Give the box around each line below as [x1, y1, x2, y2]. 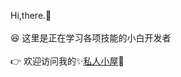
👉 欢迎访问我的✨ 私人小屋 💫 [10, 55, 125, 67]
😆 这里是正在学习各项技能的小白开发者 [10, 32, 172, 44]
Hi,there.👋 [10, 10, 52, 21]
